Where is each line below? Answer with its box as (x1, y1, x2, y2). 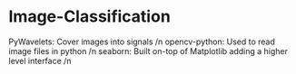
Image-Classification (8, 6, 172, 27)
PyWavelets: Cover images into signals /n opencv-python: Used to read (8, 36, 276, 47)
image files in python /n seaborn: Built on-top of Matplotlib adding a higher (8, 45, 288, 56)
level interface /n (8, 55, 72, 66)
